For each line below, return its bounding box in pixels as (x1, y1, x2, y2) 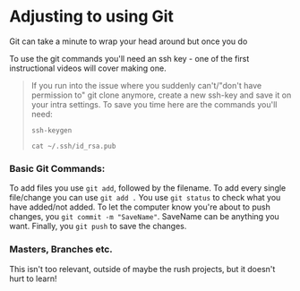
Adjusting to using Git (9, 6, 175, 27)
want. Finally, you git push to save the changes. (9, 221, 187, 232)
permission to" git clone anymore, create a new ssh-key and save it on (30, 90, 292, 100)
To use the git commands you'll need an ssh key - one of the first (9, 53, 250, 64)
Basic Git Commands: (9, 162, 106, 175)
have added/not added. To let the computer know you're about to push (9, 201, 270, 212)
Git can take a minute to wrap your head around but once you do (9, 36, 248, 47)
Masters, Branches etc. (9, 244, 114, 256)
